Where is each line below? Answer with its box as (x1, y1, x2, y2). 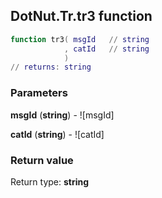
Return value (10, 153, 74, 167)
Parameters (10, 86, 68, 100)
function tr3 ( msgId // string (10, 34, 150, 44)
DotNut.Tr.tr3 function (10, 8, 153, 25)
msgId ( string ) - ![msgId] (10, 109, 115, 121)
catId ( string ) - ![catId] (10, 128, 105, 140)
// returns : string (10, 62, 92, 73)
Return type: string (10, 175, 90, 188)
